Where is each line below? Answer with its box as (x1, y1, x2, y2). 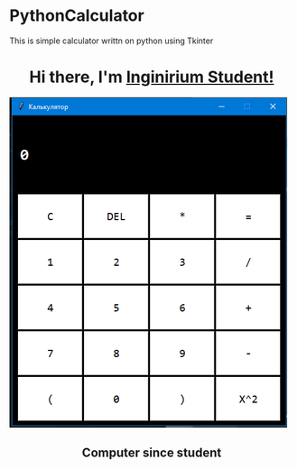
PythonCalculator (9, 5, 144, 26)
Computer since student (81, 446, 222, 461)
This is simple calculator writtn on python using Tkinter (9, 35, 214, 46)
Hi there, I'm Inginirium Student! (29, 67, 274, 87)
